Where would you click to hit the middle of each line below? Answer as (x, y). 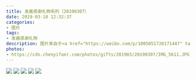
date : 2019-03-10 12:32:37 (39, 17)
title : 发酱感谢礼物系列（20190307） (48, 11)
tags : (13, 33)
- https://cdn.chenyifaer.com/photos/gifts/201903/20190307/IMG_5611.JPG (98, 54)
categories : (20, 22)
